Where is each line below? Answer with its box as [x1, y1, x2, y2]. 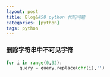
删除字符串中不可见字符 [6, 46, 73, 54]
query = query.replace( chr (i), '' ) [19, 65, 105, 71]
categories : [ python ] [6, 20, 60, 25]
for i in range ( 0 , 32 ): [6, 60, 62, 66]
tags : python [6, 25, 39, 31]
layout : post [6, 8, 39, 15]
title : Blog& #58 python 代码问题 [6, 14, 86, 20]
